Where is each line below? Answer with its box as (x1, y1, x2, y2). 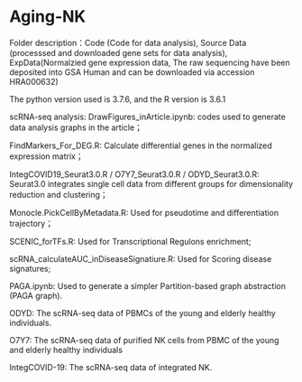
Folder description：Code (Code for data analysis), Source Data (9, 37, 247, 48)
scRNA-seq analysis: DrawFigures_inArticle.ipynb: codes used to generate (9, 111, 286, 122)
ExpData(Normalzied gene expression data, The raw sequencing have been (9, 57, 290, 68)
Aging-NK (9, 6, 87, 27)
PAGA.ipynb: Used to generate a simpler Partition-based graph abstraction (9, 280, 287, 291)
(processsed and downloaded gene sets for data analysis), (9, 47, 228, 58)
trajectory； (9, 218, 54, 228)
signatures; (9, 263, 51, 274)
